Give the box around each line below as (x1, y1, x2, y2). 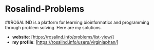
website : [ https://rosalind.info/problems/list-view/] (12, 34, 114, 40)
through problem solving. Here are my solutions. (5, 24, 102, 30)
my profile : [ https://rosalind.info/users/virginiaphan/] (12, 39, 118, 45)
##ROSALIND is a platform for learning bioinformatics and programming (5, 19, 150, 25)
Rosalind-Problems (5, 3, 84, 15)
